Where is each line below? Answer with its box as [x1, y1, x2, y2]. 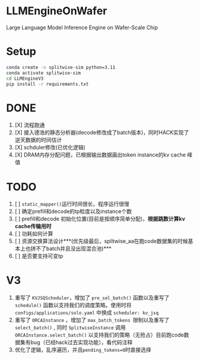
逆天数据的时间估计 [14, 136, 62, 143]
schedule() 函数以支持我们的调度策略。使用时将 [14, 302, 132, 309]
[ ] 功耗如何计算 [14, 230, 53, 238]
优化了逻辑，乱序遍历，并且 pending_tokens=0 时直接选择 [14, 346, 151, 354]
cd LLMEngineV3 [6, 76, 44, 82]
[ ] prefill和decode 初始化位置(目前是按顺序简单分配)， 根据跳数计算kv [14, 216, 185, 223]
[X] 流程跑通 [14, 121, 45, 129]
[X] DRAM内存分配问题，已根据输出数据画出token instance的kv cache [14, 151, 186, 158]
